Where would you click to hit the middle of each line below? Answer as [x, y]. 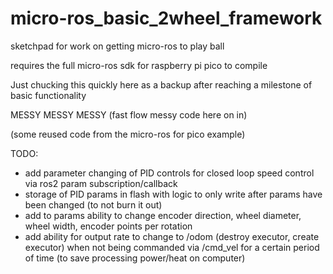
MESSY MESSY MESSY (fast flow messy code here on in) [129, 114]
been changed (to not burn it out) [93, 204]
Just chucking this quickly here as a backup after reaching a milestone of [161, 84]
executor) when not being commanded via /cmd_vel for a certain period [172, 247]
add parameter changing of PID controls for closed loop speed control [169, 173]
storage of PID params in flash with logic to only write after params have [173, 194]
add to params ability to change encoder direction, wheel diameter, [163, 215]
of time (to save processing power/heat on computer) [135, 258]
